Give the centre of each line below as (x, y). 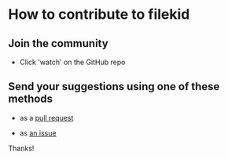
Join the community (58, 43)
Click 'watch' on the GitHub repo (72, 62)
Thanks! (21, 148)
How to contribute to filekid (99, 14)
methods (31, 99)
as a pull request (46, 117)
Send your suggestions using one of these (114, 87)
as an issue (38, 133)
